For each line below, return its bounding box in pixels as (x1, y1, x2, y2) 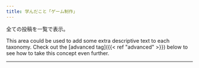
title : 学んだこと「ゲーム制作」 (6, 8, 78, 15)
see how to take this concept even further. (6, 49, 110, 56)
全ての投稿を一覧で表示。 (6, 25, 69, 32)
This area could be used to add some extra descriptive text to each (6, 37, 170, 44)
